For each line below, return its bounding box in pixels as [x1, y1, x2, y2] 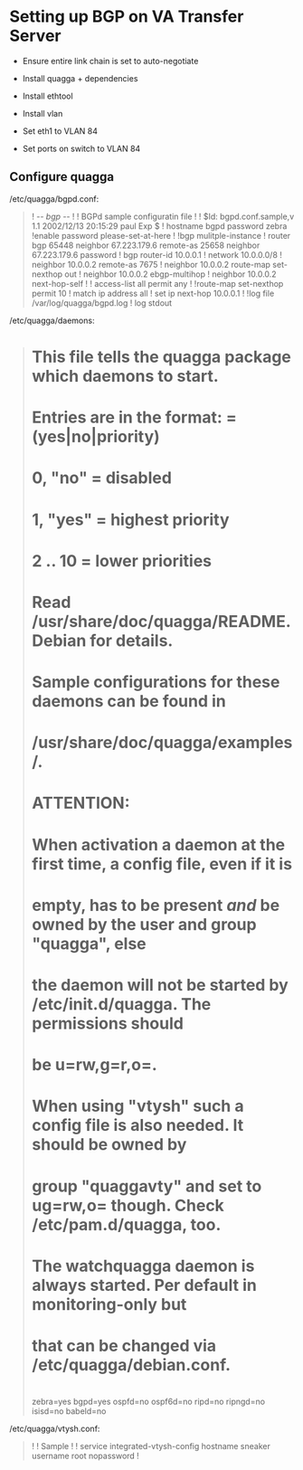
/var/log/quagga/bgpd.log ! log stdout [31, 297, 173, 308]
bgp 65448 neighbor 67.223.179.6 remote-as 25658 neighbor [31, 240, 260, 251]
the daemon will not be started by [31, 975, 289, 995]
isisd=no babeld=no [31, 1406, 107, 1417]
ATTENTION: [31, 793, 130, 813]
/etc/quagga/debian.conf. [31, 1354, 232, 1375]
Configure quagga [9, 169, 115, 185]
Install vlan [22, 108, 63, 119]
